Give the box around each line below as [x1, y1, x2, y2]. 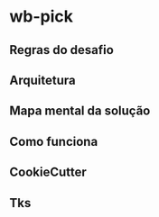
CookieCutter [9, 165, 88, 180]
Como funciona [9, 133, 98, 149]
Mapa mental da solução [9, 104, 151, 119]
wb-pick [9, 6, 74, 27]
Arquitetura [9, 72, 76, 87]
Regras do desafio [9, 42, 115, 58]
